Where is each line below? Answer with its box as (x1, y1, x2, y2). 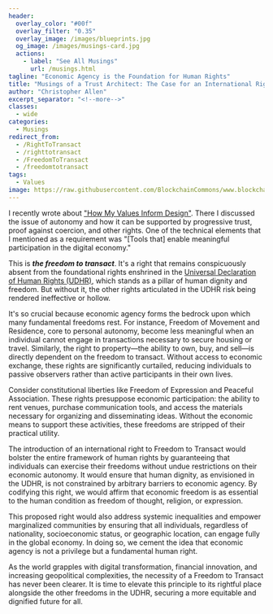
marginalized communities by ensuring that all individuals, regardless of (8, 520, 249, 529)
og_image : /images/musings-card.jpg (15, 42, 140, 50)
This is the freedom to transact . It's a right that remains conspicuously (8, 258, 246, 268)
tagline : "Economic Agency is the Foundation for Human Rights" (8, 72, 231, 81)
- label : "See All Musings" (23, 58, 118, 66)
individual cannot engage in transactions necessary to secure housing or (8, 334, 253, 344)
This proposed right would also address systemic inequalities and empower (8, 512, 262, 521)
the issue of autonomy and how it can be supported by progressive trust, (8, 216, 253, 226)
